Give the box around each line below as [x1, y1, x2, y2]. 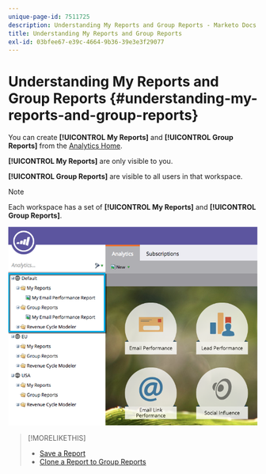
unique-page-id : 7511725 [8, 13, 90, 21]
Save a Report [39, 449, 85, 458]
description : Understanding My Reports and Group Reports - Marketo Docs [8, 21, 257, 29]
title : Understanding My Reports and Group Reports [8, 29, 182, 37]
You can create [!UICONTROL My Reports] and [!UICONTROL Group [8, 133, 234, 142]
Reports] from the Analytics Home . [8, 141, 123, 150]
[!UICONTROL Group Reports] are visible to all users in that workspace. [8, 172, 243, 181]
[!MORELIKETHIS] [27, 434, 86, 443]
